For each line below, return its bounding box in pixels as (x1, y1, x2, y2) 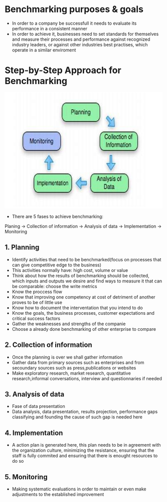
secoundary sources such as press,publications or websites (12, 365, 136, 371)
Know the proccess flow (12, 289, 63, 295)
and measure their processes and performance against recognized (12, 36, 150, 42)
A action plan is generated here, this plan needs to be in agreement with (12, 442, 161, 448)
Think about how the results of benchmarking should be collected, (12, 272, 149, 278)
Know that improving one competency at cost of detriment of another (12, 294, 156, 300)
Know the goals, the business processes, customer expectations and (12, 310, 155, 316)
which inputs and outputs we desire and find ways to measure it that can (12, 278, 162, 284)
